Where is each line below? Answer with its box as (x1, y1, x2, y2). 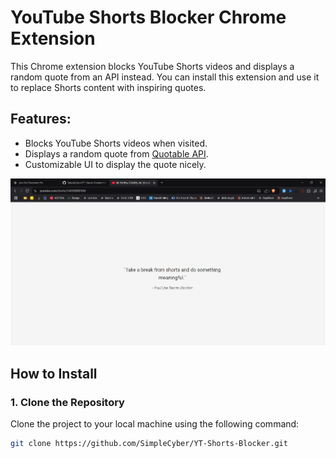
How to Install (10, 365, 98, 382)
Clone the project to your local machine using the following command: (10, 417, 300, 430)
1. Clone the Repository (10, 395, 125, 409)
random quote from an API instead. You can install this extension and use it (10, 71, 320, 83)
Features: (10, 111, 72, 128)
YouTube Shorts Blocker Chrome (10, 6, 287, 29)
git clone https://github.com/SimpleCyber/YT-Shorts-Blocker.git (10, 438, 288, 448)
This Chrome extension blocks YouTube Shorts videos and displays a (10, 60, 295, 72)
